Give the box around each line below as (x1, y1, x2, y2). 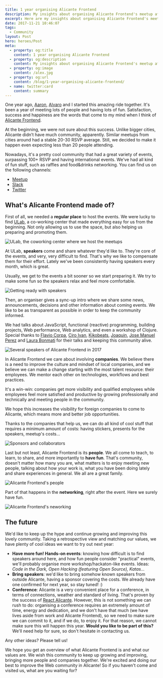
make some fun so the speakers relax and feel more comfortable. (5, 278, 136, 284)
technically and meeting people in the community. (5, 397, 105, 402)
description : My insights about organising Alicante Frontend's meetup (5, 12, 153, 17)
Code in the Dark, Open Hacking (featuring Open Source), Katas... (12, 566, 145, 572)
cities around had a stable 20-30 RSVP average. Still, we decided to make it (5, 137, 156, 143)
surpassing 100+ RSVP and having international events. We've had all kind (5, 156, 153, 163)
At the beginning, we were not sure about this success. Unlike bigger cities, (5, 127, 156, 133)
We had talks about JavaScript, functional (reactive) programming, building (5, 322, 155, 328)
